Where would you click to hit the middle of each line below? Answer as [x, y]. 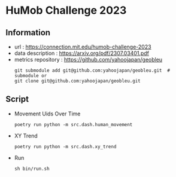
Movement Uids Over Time [47, 114]
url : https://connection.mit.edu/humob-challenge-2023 [83, 47]
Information [28, 33]
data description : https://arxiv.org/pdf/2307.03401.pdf [81, 53]
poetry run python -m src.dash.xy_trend [65, 147]
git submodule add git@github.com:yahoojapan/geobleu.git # [92, 71]
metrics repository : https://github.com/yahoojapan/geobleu [88, 59]
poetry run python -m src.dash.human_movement [73, 124]
